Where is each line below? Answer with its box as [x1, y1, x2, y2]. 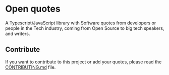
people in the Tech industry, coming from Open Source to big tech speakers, [5, 25, 164, 31]
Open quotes [5, 3, 61, 15]
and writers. [5, 30, 30, 36]
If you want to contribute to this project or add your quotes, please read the [5, 59, 162, 65]
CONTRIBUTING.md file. [5, 64, 56, 70]
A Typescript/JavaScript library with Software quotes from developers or [5, 20, 156, 26]
